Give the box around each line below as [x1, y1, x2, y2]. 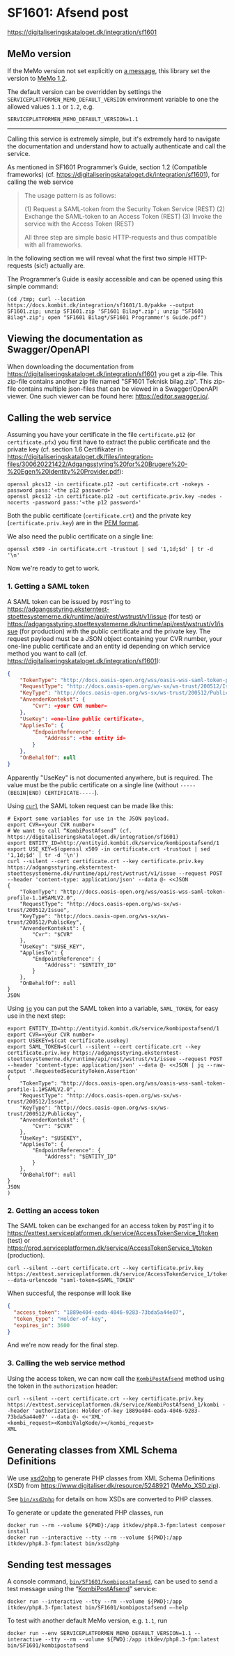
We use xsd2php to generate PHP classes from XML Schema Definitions [7, 1473, 215, 1482]
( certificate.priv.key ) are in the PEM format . [7, 519, 141, 527]
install [7, 1528, 30, 1535]
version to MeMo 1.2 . [7, 74, 68, 82]
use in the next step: [7, 1012, 66, 1020]
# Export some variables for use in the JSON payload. [7, 815, 170, 822]
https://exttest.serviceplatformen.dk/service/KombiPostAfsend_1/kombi [7, 1401, 219, 1408]
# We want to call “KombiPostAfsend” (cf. [7, 827, 132, 834]
